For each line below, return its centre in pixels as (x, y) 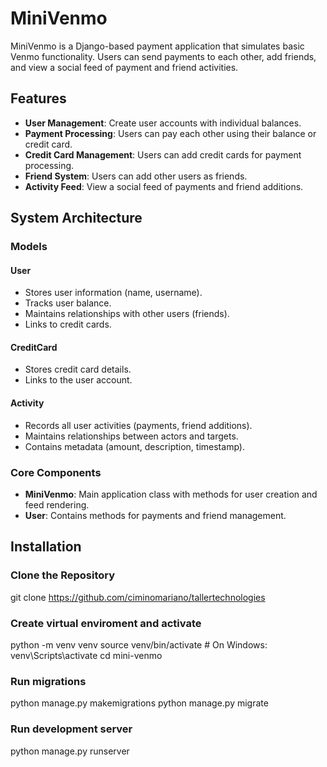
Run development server (71, 729)
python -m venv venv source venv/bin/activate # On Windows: (139, 644)
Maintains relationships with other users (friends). (127, 314)
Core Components (56, 472)
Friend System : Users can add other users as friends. (136, 176)
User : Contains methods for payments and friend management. (155, 515)
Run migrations (48, 681)
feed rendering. (57, 504)
